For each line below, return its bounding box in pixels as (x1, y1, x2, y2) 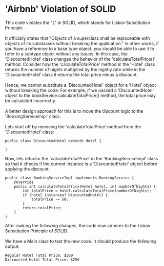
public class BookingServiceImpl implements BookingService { (5, 175, 134, 180)
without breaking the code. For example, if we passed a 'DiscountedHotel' (5, 87, 154, 93)
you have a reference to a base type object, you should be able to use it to (5, 46, 155, 51)
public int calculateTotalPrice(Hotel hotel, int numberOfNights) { (14, 184, 156, 189)
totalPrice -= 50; (31, 197, 69, 202)
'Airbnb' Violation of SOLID (5, 3, 116, 15)
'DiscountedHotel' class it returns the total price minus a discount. (5, 72, 138, 77)
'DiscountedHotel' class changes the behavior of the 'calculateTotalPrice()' (5, 56, 156, 62)
